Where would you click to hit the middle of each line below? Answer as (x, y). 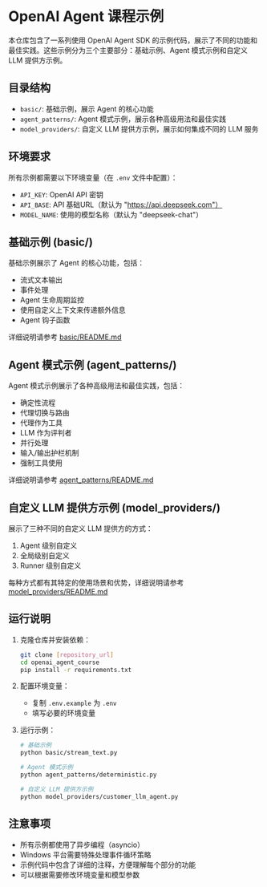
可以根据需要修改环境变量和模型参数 (80, 874)
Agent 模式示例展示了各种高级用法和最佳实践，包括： (97, 386)
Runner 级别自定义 (51, 565)
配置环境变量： (44, 686)
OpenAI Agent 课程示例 (86, 16)
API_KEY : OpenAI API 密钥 (62, 194)
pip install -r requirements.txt (76, 670)
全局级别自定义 (44, 555)
